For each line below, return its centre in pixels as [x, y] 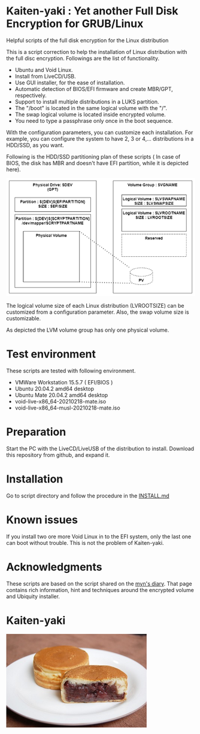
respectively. [31, 95]
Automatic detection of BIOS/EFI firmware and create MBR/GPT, [94, 89]
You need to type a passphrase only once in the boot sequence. [94, 120]
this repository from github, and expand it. [58, 455]
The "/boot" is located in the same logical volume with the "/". [91, 108]
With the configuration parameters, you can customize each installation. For [100, 132]
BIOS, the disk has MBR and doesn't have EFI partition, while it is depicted [97, 163]
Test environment [51, 354]
